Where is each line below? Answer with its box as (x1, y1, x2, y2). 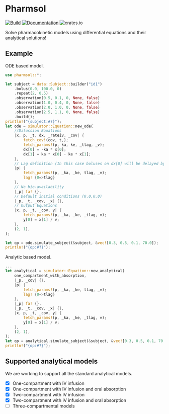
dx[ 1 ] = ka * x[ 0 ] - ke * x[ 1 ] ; (23, 151, 92, 156)
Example (5, 49, 33, 58)
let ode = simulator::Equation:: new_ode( (5, 124, 94, 129)
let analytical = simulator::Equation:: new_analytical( (5, 269, 125, 274)
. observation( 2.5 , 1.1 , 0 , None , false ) (14, 109, 100, 115)
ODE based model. (5, 62, 44, 68)
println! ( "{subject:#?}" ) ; (5, 119, 62, 124)
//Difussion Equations (14, 128, 62, 133)
